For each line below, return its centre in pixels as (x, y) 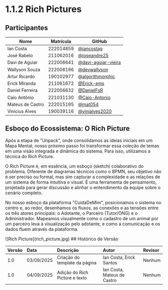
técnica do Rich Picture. (30, 157)
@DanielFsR (91, 90)
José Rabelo (20, 55)
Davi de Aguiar (22, 62)
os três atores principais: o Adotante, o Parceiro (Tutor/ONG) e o (71, 213)
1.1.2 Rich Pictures (43, 9)
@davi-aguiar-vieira (99, 62)
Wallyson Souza (24, 69)
